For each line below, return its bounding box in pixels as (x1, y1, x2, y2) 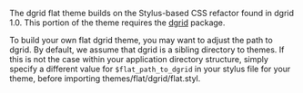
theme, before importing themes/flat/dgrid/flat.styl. (9, 73, 201, 84)
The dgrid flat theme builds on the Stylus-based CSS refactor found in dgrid (9, 8, 294, 18)
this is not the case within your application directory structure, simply (9, 54, 268, 64)
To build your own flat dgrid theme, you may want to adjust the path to (9, 35, 273, 45)
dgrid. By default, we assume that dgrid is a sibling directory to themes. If (9, 44, 285, 55)
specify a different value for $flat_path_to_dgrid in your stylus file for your (9, 63, 291, 74)
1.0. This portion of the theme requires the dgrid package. (9, 17, 226, 28)
